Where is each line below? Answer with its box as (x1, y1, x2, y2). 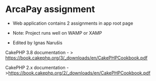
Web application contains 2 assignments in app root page (12, 20, 134, 26)
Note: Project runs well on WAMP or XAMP (12, 30, 103, 36)
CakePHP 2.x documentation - (5, 64, 69, 70)
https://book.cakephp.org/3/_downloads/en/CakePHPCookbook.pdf (5, 54, 148, 61)
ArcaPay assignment (5, 4, 95, 15)
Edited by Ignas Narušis (12, 39, 63, 46)
